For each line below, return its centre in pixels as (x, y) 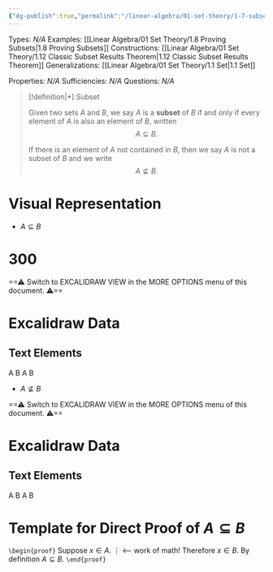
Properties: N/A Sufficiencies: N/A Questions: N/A (91, 81)
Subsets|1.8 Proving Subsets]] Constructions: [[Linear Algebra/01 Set (124, 48)
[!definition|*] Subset (64, 96)
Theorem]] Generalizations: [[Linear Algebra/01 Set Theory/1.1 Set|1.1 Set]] (132, 65)
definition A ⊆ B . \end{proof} (58, 559)
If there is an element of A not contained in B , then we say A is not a (142, 149)
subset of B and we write (70, 158)
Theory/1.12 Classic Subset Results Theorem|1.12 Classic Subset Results (128, 56)
